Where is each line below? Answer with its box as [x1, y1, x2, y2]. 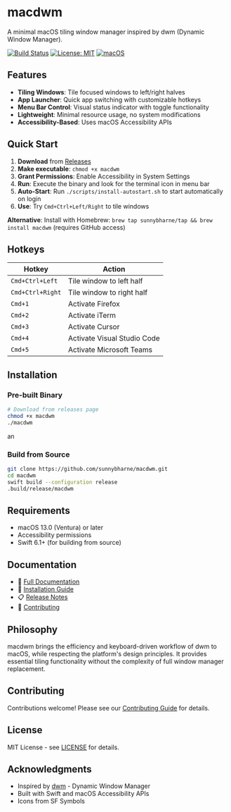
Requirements [7, 505, 70, 517]
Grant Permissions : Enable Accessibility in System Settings [17, 172, 190, 180]
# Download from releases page [7, 406, 99, 413]
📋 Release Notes [17, 593, 68, 601]
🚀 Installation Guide [17, 585, 74, 593]
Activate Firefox [67, 299, 121, 309]
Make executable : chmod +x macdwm [17, 164, 120, 173]
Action [103, 264, 126, 274]
